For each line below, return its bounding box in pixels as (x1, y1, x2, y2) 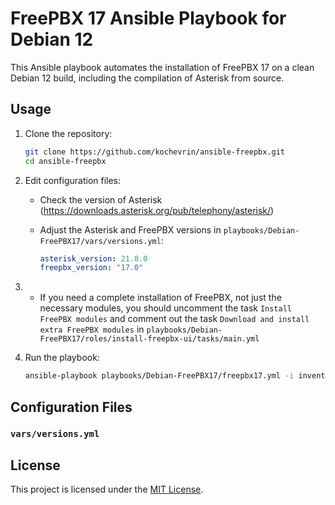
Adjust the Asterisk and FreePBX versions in (39, 223, 222, 236)
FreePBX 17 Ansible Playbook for (10, 7, 287, 30)
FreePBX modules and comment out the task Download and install (39, 313, 310, 325)
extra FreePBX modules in (39, 323, 145, 336)
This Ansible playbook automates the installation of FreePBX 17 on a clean (10, 61, 315, 73)
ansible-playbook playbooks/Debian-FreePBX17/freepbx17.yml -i (24, 371, 295, 381)
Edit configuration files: (24, 174, 122, 186)
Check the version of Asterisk (39, 193, 163, 206)
